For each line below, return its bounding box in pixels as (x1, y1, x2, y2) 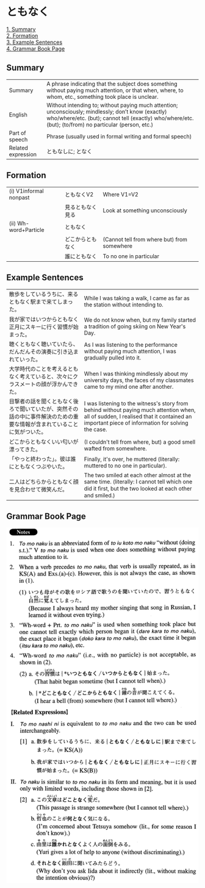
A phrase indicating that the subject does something (46, 80, 178, 87)
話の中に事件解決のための (9, 413, 73, 421)
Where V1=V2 (103, 190, 138, 198)
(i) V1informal (9, 187, 44, 195)
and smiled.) (84, 492, 115, 499)
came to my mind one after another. (84, 383, 174, 390)
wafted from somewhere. (84, 444, 148, 452)
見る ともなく (65, 203, 98, 211)
